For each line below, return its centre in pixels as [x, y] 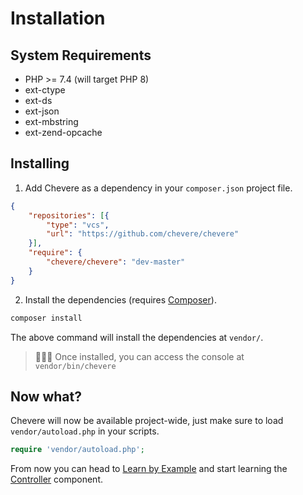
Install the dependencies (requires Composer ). [120, 299]
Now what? [46, 396]
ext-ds [38, 100]
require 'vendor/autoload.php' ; [77, 450]
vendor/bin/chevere [75, 366]
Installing [40, 163]
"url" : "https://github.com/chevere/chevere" [143, 234]
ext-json [42, 111]
